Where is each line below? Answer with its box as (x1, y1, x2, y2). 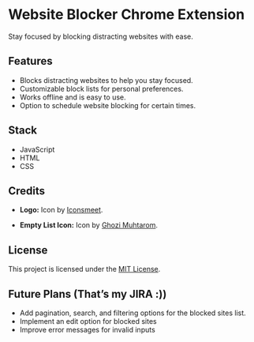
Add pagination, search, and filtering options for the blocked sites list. (19, 308, 246, 318)
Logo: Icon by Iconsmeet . (19, 205, 103, 215)
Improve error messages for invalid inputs (19, 325, 155, 334)
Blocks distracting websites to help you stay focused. (19, 75, 193, 85)
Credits (8, 184, 46, 197)
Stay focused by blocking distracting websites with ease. (8, 32, 193, 41)
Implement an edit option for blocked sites (19, 317, 157, 325)
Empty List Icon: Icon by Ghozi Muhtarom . (19, 220, 159, 230)
